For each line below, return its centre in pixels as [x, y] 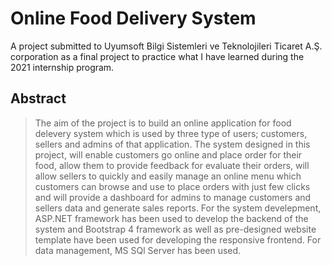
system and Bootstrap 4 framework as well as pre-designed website [175, 229]
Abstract [38, 98]
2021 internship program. [62, 67]
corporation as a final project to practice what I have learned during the [157, 56]
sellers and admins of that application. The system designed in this [172, 144]
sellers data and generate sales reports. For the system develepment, [178, 208]
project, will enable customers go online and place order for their [168, 154]
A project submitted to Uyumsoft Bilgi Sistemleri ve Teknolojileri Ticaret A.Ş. [166, 46]
